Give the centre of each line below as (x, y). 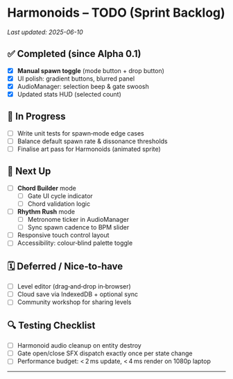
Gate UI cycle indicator (60, 195)
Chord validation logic (59, 204)
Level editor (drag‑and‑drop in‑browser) (74, 287)
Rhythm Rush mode (46, 211)
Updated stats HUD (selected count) (69, 94)
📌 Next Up (29, 171)
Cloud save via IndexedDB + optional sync (78, 294)
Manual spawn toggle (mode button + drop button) (91, 70)
